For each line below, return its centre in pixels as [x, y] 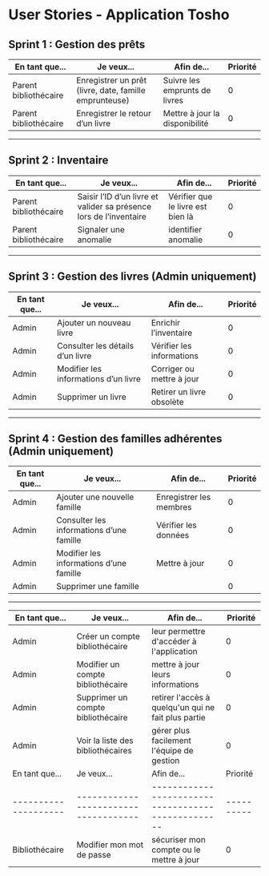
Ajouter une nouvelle [95, 497]
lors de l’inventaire [112, 216]
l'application [175, 652]
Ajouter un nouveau [94, 322]
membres [174, 507]
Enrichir [166, 322]
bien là [181, 216]
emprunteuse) [102, 100]
